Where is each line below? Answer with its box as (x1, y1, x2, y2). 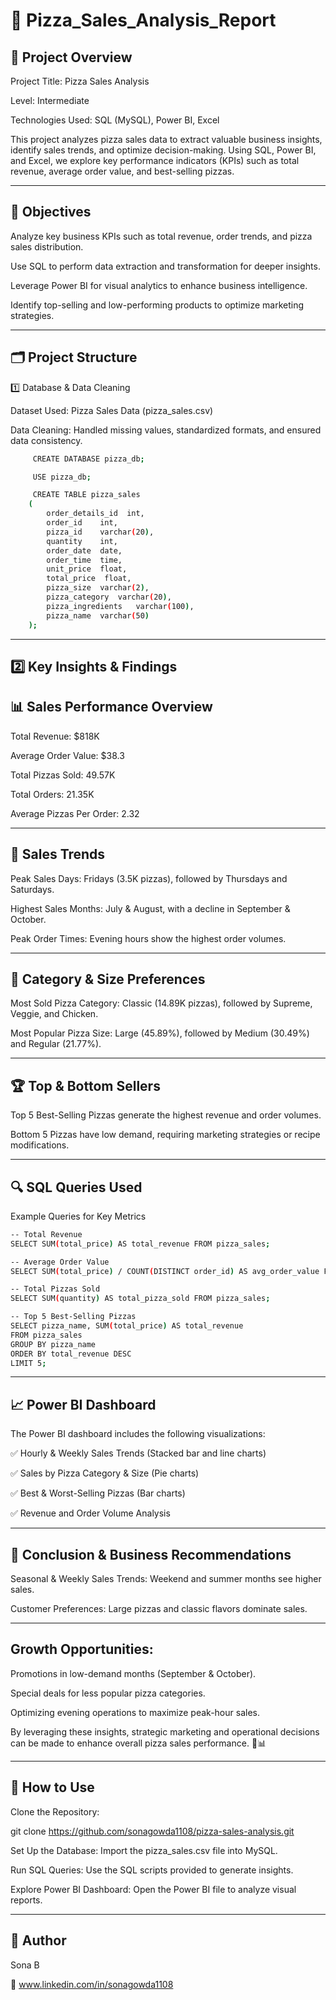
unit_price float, (46, 564, 128, 574)
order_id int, (46, 518, 118, 528)
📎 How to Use (10, 1779, 95, 1796)
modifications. (10, 1139, 70, 1151)
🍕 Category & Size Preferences (10, 970, 206, 988)
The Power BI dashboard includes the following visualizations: (10, 1428, 266, 1440)
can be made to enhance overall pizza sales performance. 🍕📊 (10, 1737, 267, 1749)
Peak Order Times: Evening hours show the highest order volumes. (10, 932, 287, 944)
